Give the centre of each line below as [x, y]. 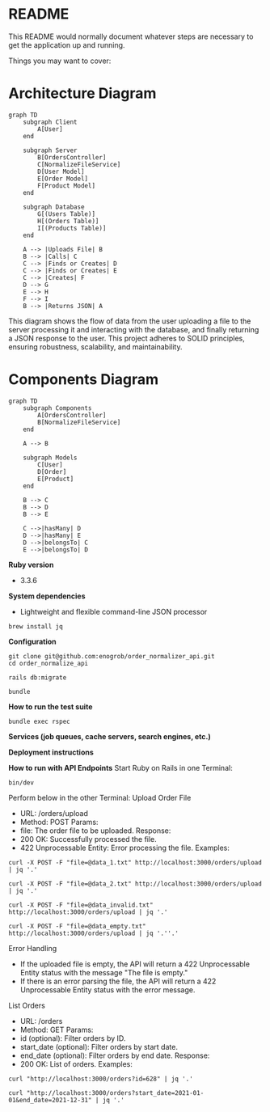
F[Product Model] [66, 186]
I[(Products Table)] [72, 228]
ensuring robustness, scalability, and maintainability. [95, 347]
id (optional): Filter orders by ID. [73, 1038]
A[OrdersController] [72, 415]
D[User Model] [61, 171]
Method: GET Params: [57, 1030]
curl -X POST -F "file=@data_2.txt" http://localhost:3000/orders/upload [135, 884]
